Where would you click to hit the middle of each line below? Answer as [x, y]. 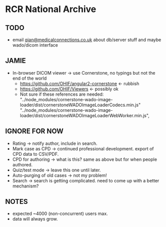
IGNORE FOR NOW [34, 131]
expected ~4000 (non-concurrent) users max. [60, 213]
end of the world [29, 78]
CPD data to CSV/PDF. [35, 154]
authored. [22, 164]
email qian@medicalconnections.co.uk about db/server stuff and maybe [87, 40]
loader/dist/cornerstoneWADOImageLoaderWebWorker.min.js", [85, 115]
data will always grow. [35, 219]
